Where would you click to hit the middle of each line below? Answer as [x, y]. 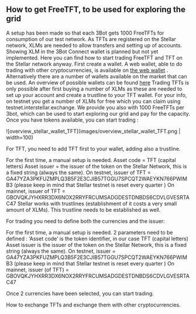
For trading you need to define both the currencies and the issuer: [85, 221]
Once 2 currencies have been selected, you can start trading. [80, 293]
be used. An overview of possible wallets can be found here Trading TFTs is [97, 82]
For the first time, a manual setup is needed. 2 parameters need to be [90, 232]
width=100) [20, 137]
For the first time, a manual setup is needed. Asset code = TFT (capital [91, 160]
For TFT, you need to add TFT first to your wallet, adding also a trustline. [93, 149]
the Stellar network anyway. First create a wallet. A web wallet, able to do [94, 64]
